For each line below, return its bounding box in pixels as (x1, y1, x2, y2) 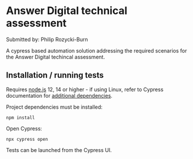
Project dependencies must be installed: (6, 103, 103, 110)
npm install (6, 115, 35, 120)
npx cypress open (6, 136, 48, 142)
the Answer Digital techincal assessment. (6, 53, 105, 60)
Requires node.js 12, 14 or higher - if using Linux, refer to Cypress (6, 86, 164, 93)
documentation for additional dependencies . (6, 92, 113, 99)
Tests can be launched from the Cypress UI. (6, 146, 112, 153)
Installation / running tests (6, 70, 104, 80)
